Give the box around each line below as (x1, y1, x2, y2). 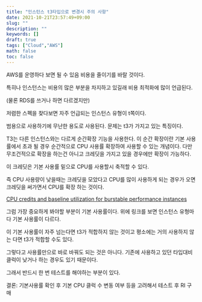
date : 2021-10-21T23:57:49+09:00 (6, 14, 90, 20)
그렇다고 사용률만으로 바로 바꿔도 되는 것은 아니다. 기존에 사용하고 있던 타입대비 (6, 248, 193, 256)
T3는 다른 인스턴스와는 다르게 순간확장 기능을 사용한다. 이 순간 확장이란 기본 (6, 135, 185, 142)
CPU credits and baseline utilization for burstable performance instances (6, 195, 187, 203)
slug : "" (6, 20, 28, 26)
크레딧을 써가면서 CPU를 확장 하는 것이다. (6, 183, 104, 190)
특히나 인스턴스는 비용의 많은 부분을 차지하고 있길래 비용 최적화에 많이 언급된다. (6, 84, 193, 91)
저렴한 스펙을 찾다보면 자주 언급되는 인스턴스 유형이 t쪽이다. (6, 109, 147, 116)
